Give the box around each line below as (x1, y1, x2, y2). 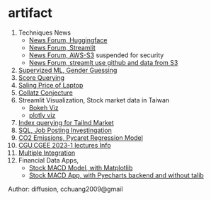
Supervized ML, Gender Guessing (18, 66, 118, 74)
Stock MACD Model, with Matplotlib (28, 163, 133, 172)
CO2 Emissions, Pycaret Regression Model (18, 133, 144, 142)
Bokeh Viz (28, 103, 59, 112)
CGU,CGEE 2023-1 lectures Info (18, 141, 112, 149)
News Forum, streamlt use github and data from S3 (28, 58, 178, 66)
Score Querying (18, 73, 65, 82)
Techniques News (18, 28, 72, 37)
